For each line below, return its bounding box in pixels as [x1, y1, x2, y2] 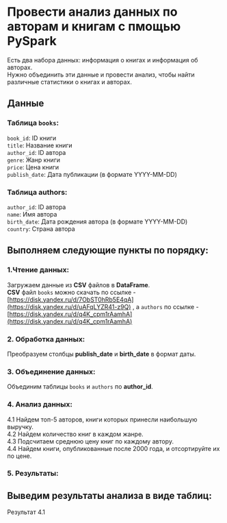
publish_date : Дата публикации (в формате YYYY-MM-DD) [7, 170, 178, 178]
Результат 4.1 [7, 508, 46, 516]
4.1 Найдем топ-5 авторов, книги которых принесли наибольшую [7, 415, 198, 424]
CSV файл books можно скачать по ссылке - [7, 288, 136, 296]
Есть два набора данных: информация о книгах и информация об [7, 56, 198, 64]
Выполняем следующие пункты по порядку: [7, 245, 209, 256]
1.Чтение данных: [7, 265, 70, 275]
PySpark [7, 34, 57, 49]
